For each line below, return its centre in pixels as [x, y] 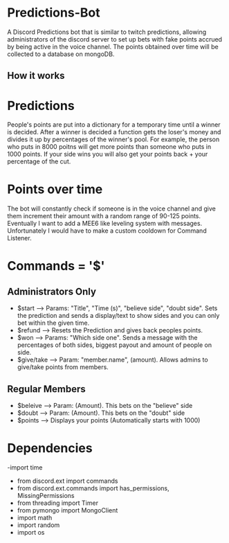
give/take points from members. [63, 367]
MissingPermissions [46, 495]
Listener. [20, 238]
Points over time [55, 189]
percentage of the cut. [39, 161]
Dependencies [50, 448]
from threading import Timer [58, 503]
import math [35, 517]
